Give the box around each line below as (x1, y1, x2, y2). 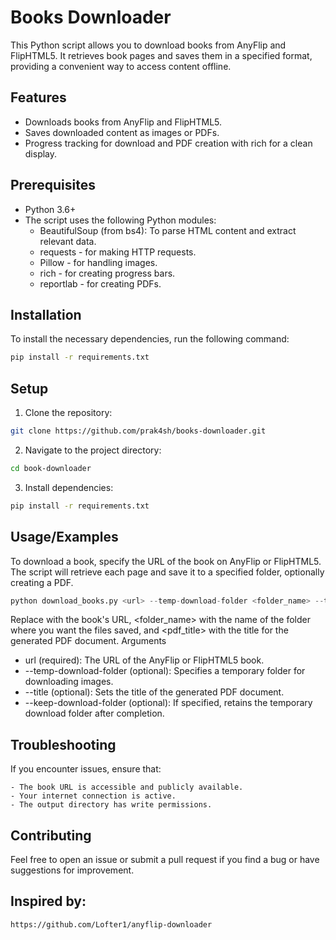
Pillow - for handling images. (39, 256, 158, 268)
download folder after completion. (24, 707, 165, 720)
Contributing (10, 827, 92, 844)
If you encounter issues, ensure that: (10, 763, 162, 775)
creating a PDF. (10, 576, 74, 588)
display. (24, 147, 58, 160)
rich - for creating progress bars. (39, 267, 176, 279)
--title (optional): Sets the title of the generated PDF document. (24, 686, 285, 698)
